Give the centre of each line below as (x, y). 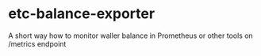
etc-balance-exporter (82, 14)
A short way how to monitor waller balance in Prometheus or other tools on (131, 35)
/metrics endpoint (37, 43)
